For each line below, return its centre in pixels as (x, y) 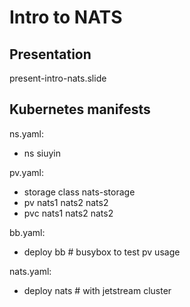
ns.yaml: (27, 133)
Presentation (50, 54)
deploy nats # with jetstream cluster (97, 290)
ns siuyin (42, 153)
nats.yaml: (30, 271)
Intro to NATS (66, 17)
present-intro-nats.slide (58, 78)
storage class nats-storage (79, 192)
